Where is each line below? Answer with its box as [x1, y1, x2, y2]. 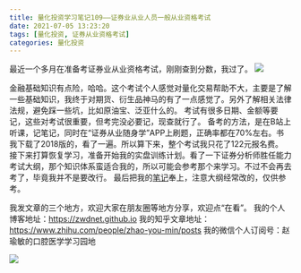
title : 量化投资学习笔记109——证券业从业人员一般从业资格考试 [9, 13, 211, 22]
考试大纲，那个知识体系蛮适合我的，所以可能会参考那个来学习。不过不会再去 [9, 161, 292, 172]
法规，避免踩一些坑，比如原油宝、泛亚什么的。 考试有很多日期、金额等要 [9, 105, 279, 116]
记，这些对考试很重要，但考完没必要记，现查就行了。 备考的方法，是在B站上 [9, 116, 292, 127]
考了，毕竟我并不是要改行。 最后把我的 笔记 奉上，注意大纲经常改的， [9, 172, 262, 183]
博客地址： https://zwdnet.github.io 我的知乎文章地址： [9, 214, 211, 225]
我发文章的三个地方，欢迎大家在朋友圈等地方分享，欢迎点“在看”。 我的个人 [9, 202, 286, 213]
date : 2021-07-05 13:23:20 [9, 21, 110, 30]
